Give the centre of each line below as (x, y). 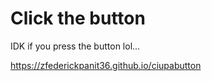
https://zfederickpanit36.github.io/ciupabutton (106, 65)
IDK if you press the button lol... (75, 46)
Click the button (78, 18)
